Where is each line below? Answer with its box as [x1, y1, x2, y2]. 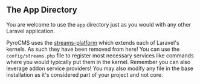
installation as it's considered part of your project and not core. [6, 71, 163, 78]
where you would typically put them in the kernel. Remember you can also [6, 58, 191, 65]
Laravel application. [6, 27, 56, 34]
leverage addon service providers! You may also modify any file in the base [6, 65, 194, 72]
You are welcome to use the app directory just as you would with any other [6, 21, 192, 28]
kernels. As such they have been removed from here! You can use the [6, 45, 180, 53]
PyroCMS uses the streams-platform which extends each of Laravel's [6, 39, 179, 46]
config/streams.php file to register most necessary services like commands [6, 51, 195, 59]
